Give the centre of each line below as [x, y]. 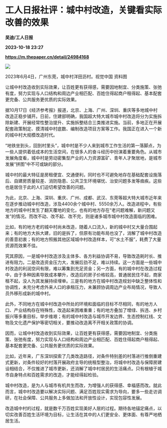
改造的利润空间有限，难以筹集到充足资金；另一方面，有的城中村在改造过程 [85, 268]
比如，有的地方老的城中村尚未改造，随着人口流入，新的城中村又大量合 [77, 227]
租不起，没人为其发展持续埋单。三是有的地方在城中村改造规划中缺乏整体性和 [83, 281]
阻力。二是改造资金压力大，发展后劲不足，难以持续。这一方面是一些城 [85, 262]
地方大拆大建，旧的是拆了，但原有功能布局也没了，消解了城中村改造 [92, 233]
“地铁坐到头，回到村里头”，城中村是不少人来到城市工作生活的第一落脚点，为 [83, 145]
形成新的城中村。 [36, 293]
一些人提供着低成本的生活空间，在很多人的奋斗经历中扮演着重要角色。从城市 [83, 152]
